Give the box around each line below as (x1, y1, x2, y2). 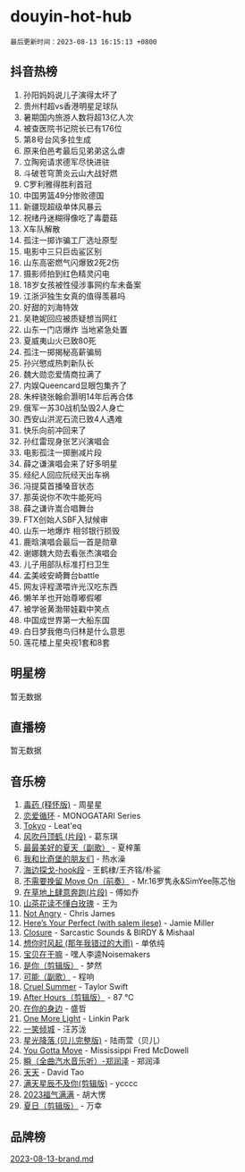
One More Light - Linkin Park (22, 1013, 130, 1024)
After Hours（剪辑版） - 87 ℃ (22, 992, 135, 1003)
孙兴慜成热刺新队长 (22, 358, 95, 368)
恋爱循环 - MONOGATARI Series (22, 811, 141, 822)
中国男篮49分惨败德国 (22, 190, 105, 200)
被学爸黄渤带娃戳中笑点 (22, 603, 110, 614)
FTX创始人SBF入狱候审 (22, 514, 109, 525)
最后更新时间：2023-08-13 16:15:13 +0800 (10, 38, 157, 46)
